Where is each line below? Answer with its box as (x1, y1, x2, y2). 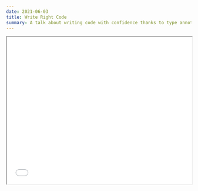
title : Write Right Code (6, 14, 67, 20)
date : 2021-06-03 (6, 8, 49, 15)
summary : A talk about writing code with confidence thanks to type (6, 19, 177, 25)
